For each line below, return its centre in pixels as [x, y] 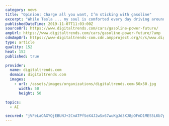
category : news [21, 10]
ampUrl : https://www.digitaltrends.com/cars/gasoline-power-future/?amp [83, 33]
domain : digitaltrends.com [38, 75]
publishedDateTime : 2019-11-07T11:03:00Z [49, 24]
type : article [20, 42]
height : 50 [30, 93]
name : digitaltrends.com [36, 70]
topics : [13, 102]
